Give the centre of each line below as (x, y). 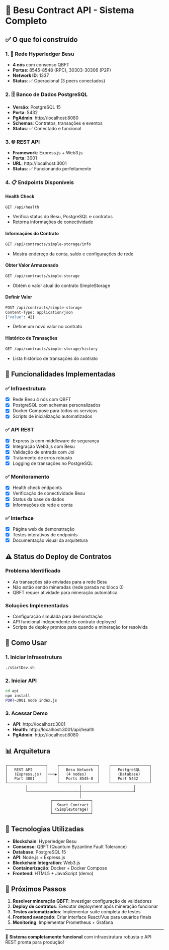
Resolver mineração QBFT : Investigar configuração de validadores (82, 901)
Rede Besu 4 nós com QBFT (42, 400)
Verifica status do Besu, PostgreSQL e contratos (63, 217)
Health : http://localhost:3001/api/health (53, 729)
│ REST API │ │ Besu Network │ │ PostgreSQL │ (78, 770)
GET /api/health (22, 207)
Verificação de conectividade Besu (49, 493)
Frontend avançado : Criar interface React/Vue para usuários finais (82, 917)
